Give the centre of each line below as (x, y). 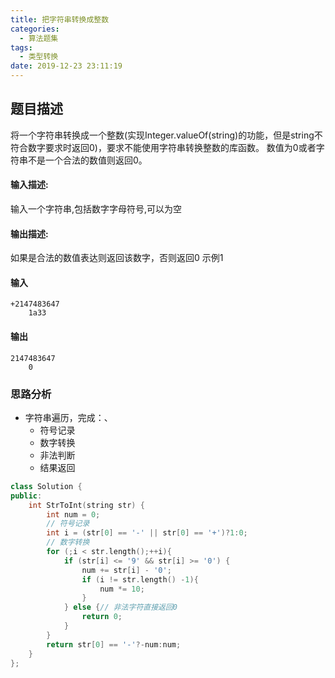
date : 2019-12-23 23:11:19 (66, 66)
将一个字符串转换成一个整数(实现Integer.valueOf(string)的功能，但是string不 (166, 135)
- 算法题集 (39, 38)
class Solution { (46, 486)
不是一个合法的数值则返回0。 (87, 160)
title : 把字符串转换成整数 (60, 19)
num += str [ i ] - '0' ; (126, 570)
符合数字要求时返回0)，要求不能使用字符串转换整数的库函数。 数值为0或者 (163, 147)
